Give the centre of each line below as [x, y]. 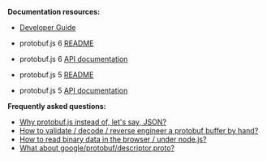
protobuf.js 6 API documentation [73, 59]
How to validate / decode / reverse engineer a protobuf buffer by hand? [139, 131]
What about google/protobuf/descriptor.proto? [97, 148]
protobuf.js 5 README [56, 75]
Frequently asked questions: [57, 106]
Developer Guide [47, 27]
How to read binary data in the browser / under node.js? [113, 139]
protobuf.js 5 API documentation [73, 90]
